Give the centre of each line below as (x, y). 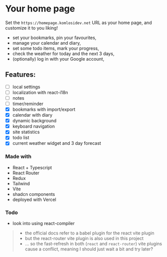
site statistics (26, 132)
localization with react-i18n (40, 92)
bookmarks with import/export (44, 109)
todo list (21, 138)
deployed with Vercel (34, 199)
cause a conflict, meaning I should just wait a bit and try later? (89, 249)
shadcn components (34, 194)
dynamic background (34, 121)
